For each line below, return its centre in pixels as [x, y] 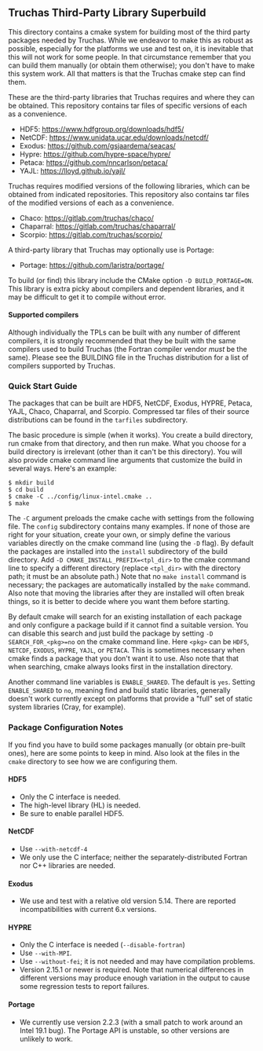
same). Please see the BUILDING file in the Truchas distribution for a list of [128, 357]
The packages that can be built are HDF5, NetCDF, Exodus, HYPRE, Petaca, [130, 403]
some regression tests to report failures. [84, 987]
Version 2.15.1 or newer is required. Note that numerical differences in [131, 970]
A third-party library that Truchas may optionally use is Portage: [111, 250]
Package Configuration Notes [66, 727]
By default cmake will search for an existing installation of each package [125, 617]
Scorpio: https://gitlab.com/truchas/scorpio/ [91, 234]
